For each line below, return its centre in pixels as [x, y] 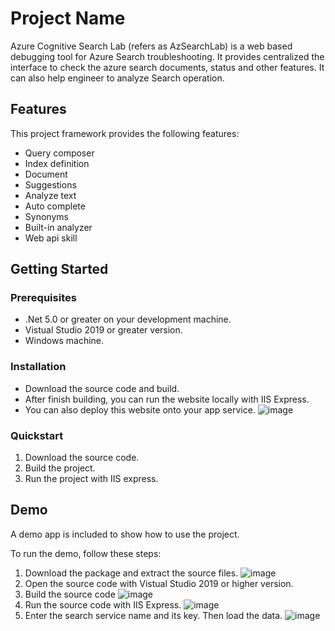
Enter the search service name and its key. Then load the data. [153, 615]
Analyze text [50, 195]
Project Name [68, 18]
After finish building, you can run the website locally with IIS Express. [167, 399]
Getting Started [59, 269]
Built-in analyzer [58, 227]
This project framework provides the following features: [125, 133]
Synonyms [46, 216]
